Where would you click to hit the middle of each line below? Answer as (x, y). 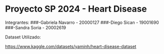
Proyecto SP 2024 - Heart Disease (76, 9)
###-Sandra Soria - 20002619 (35, 27)
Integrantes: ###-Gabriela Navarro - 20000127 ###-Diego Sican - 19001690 (82, 22)
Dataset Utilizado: (23, 37)
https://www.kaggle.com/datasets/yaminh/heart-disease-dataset (71, 46)
